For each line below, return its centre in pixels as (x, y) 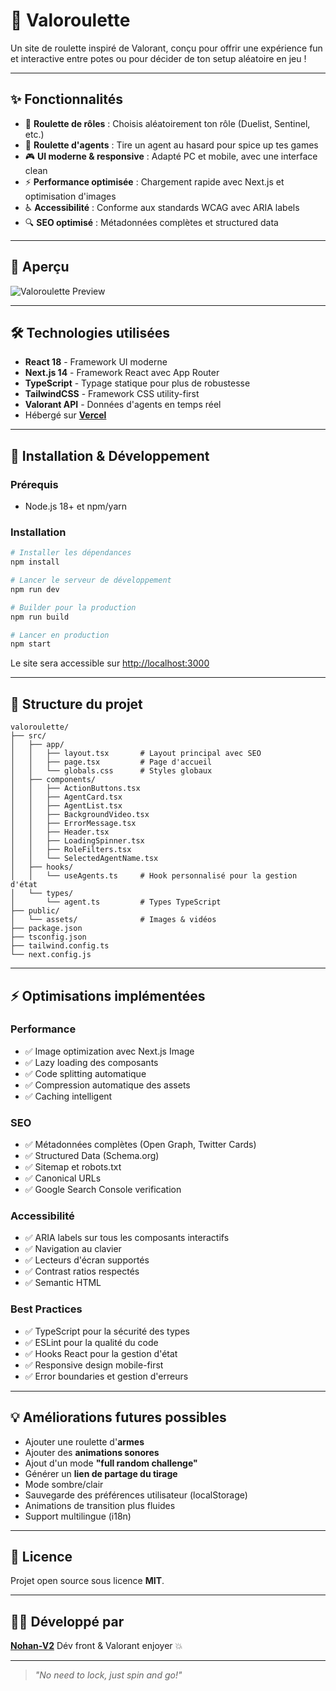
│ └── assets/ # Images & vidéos (113, 920)
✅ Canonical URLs (63, 1178)
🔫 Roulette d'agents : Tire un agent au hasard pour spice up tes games (171, 145)
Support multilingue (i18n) (78, 1516)
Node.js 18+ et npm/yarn (76, 506)
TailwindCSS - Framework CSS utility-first (112, 394)
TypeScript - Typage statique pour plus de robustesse (137, 383)
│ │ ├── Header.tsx (60, 832)
